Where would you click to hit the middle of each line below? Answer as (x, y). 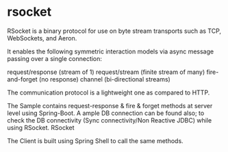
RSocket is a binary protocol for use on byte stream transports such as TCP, (114, 31)
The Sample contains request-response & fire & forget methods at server (110, 105)
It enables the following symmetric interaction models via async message (111, 51)
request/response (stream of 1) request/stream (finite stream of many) (106, 72)
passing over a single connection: (55, 58)
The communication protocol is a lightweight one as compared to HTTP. (109, 92)
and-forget (22, 79)
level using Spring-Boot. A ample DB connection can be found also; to (106, 113)
